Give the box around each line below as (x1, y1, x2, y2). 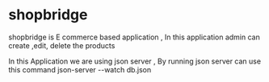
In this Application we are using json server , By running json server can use (8, 56, 261, 66)
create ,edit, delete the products (8, 40, 116, 50)
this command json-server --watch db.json (8, 64, 152, 74)
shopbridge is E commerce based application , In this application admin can (8, 32, 260, 42)
